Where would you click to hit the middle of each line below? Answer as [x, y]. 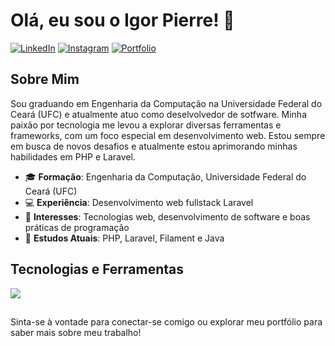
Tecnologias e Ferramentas [97, 269]
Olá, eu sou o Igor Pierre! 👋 [122, 20]
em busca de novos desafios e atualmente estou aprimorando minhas [154, 146]
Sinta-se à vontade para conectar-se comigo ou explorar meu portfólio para [166, 321]
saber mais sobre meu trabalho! [76, 332]
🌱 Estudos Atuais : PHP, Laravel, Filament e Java [124, 238]
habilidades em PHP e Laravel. [73, 156]
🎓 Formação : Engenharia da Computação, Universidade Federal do [165, 176]
